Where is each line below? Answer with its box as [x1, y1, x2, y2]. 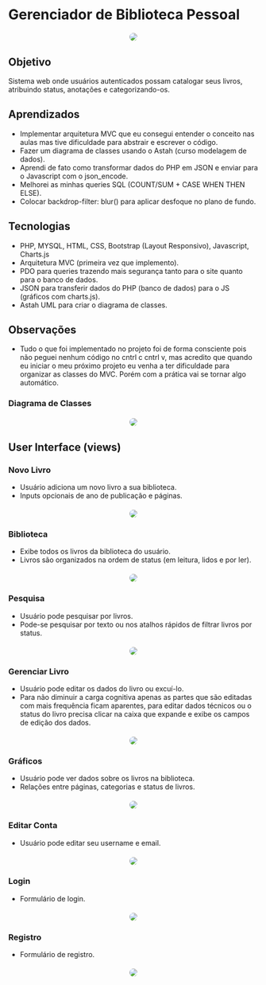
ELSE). [19, 188, 42, 197]
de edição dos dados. [19, 717, 91, 727]
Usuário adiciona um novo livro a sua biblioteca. [19, 483, 177, 492]
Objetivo [8, 55, 52, 68]
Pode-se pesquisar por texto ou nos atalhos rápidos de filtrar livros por [19, 620, 253, 629]
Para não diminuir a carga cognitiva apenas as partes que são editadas [19, 692, 253, 702]
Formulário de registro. [19, 950, 95, 960]
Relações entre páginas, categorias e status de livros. [19, 782, 196, 792]
